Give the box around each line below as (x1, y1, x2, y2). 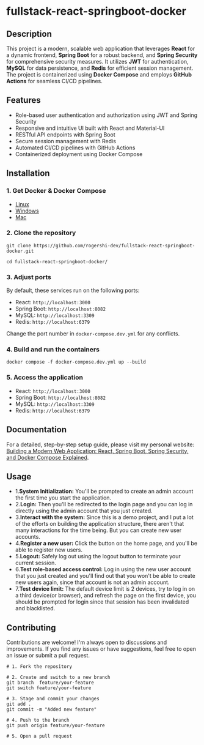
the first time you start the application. (15, 494, 112, 501)
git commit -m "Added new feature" (6, 706, 97, 713)
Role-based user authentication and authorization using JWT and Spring (15, 111, 198, 119)
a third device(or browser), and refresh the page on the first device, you (15, 592, 197, 599)
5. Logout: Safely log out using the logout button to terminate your (15, 553, 181, 560)
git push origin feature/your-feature (6, 722, 105, 729)
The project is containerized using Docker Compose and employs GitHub (6, 71, 192, 78)
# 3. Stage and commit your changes (6, 696, 100, 702)
